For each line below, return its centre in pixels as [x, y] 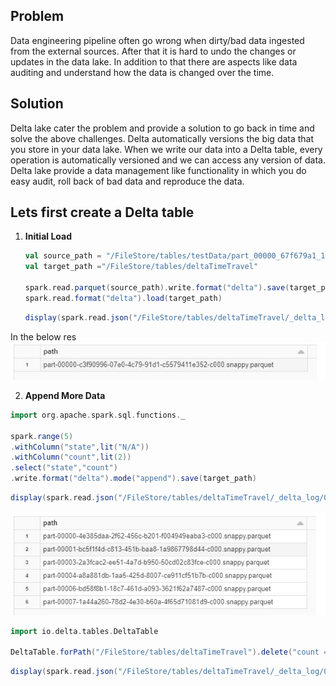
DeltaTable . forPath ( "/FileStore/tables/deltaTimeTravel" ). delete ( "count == [171, 652]
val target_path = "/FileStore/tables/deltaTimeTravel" [141, 267]
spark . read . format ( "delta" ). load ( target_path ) [123, 298]
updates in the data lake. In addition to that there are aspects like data [154, 61]
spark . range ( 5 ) [42, 436]
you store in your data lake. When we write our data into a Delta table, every [166, 149]
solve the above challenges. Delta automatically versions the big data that [162, 138]
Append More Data [65, 395]
